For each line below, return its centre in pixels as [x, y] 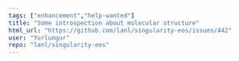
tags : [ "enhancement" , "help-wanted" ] [72, 15]
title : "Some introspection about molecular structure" [104, 23]
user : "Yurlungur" [39, 38]
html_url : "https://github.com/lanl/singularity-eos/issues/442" [120, 30]
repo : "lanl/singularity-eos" [59, 45]
